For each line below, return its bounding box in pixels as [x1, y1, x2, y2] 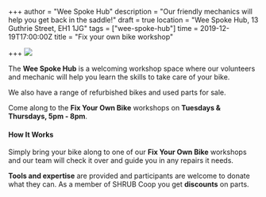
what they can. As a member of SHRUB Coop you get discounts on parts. [8, 180, 249, 189]
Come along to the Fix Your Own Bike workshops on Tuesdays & [8, 103, 221, 112]
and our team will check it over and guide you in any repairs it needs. [8, 156, 234, 165]
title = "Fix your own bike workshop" [54, 32, 174, 41]
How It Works [8, 129, 54, 139]
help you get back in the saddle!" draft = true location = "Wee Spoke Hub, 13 [8, 15, 259, 25]
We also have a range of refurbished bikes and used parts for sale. [8, 87, 226, 97]
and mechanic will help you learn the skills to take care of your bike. [8, 72, 230, 82]
